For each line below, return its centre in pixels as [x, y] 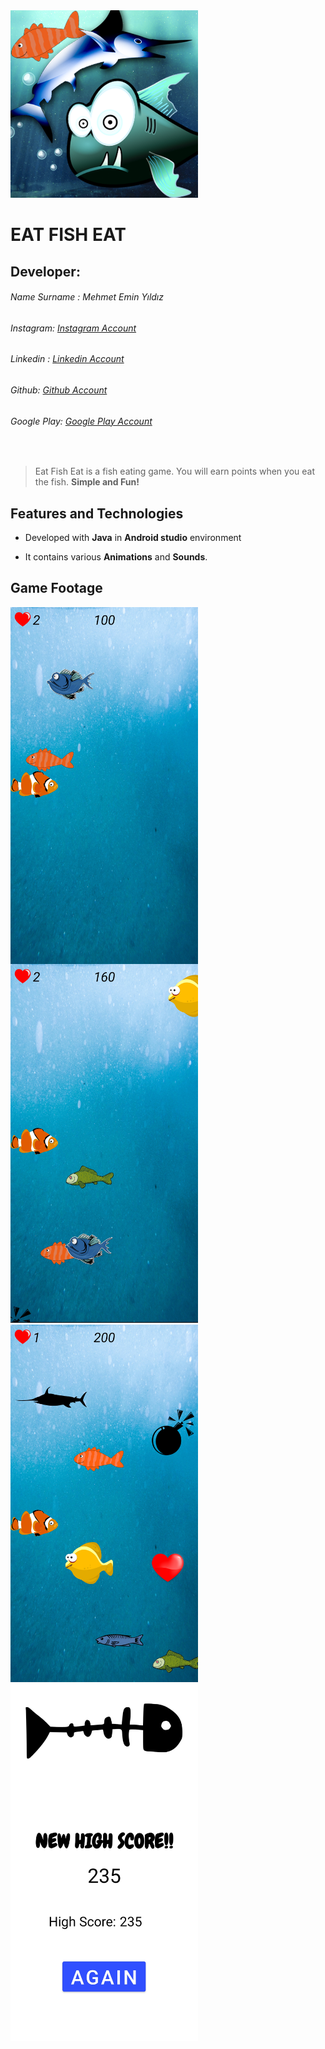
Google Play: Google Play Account [81, 421]
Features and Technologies [97, 513]
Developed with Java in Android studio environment [133, 538]
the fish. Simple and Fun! [87, 482]
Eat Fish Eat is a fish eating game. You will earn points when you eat [175, 471]
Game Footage [56, 588]
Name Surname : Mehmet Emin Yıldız [87, 297]
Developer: [45, 271]
